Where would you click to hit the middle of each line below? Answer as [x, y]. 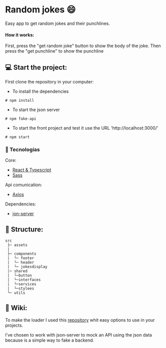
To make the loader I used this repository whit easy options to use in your [80, 320]
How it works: [20, 35]
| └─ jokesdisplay [28, 267]
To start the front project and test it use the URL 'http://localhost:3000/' [85, 128]
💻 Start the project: [36, 67]
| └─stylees [21, 289]
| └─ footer [21, 258]
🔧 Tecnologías [23, 149]
